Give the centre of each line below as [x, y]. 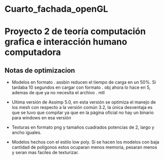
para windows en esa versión [41, 118]
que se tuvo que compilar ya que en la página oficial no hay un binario [83, 113]
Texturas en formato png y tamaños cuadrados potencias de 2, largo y [83, 127]
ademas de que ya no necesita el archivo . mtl [58, 93]
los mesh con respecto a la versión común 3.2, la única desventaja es [82, 107]
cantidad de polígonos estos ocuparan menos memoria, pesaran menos [84, 147]
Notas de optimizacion [40, 70]
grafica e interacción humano [66, 42]
